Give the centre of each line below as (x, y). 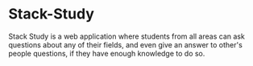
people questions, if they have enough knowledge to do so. (107, 53)
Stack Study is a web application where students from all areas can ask (127, 36)
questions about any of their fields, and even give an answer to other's (126, 44)
